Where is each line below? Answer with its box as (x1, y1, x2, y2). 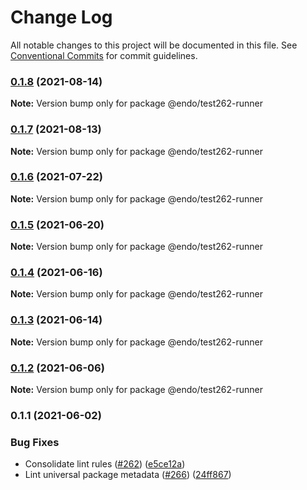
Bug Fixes (10, 435, 60, 449)
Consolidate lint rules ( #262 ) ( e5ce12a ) (24, 458, 186, 470)
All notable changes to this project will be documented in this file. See (10, 39, 298, 51)
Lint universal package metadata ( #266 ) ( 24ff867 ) (24, 469, 232, 481)
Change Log (10, 6, 113, 29)
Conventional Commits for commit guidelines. (10, 49, 198, 61)
